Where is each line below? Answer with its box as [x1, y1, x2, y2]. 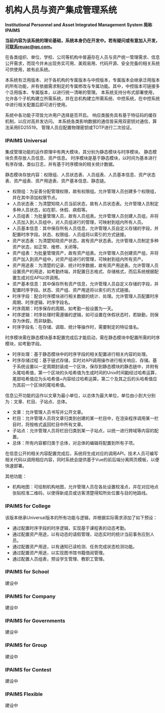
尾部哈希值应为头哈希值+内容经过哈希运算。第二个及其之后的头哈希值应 [12, 376, 158, 382]
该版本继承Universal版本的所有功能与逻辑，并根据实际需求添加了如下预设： [5, 514, 158, 521]
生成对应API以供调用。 [16, 275, 63, 281]
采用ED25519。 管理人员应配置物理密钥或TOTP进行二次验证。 [9, 124, 135, 130]
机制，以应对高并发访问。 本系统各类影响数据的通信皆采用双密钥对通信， [5, 118, 153, 124]
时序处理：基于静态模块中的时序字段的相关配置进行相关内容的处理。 [12, 351, 150, 357]
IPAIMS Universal [5, 137, 48, 144]
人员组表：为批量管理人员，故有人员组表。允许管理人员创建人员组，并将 [12, 213, 159, 219]
